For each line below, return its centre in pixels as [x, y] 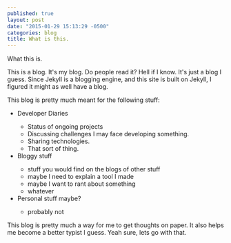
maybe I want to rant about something [81, 184]
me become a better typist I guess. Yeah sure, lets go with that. [97, 233]
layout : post [26, 20]
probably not [46, 212]
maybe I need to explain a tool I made [81, 177]
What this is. [25, 59]
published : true [30, 13]
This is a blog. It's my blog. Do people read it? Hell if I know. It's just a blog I [114, 72]
